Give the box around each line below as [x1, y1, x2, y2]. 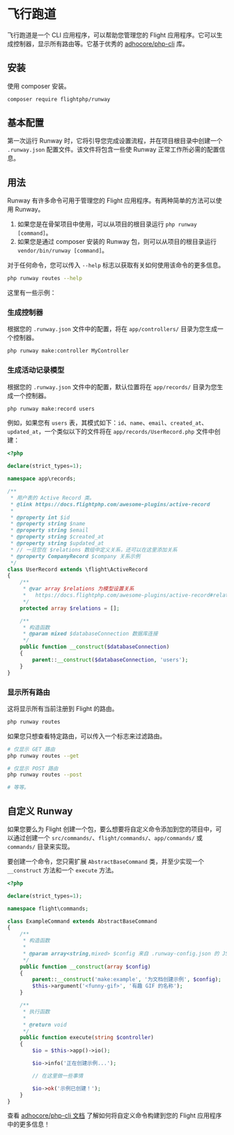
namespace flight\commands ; [7, 905, 89, 912]
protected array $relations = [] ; [19, 605, 120, 612]
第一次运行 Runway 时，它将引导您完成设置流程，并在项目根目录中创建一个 [7, 137, 223, 145]
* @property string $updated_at [10, 540, 104, 547]
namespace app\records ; [7, 476, 77, 483]
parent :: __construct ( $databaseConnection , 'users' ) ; [32, 656, 189, 664]
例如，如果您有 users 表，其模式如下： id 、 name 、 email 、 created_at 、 [7, 418, 208, 427]
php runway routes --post [7, 771, 82, 779]
